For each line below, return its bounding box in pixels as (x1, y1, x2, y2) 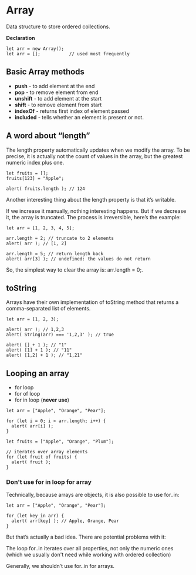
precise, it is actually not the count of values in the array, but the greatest (6, 152, 183, 159)
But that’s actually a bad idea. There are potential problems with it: (6, 533, 166, 541)
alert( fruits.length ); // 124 (6, 186, 85, 192)
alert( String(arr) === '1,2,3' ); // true (6, 332, 114, 338)
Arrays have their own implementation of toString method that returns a (6, 299, 179, 306)
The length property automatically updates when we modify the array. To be (6, 146, 190, 153)
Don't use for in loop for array (6, 478, 92, 486)
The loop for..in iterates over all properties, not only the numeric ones (6, 545, 174, 552)
